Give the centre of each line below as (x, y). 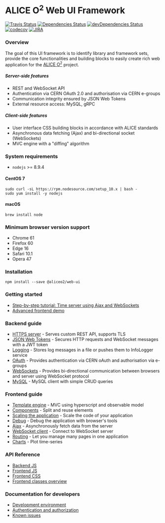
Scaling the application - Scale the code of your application (72, 416)
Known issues (26, 515)
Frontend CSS (26, 476)
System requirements (32, 156)
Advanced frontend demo (38, 310)
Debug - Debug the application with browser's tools (65, 421)
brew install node (24, 215)
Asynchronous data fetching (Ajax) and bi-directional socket (73, 133)
